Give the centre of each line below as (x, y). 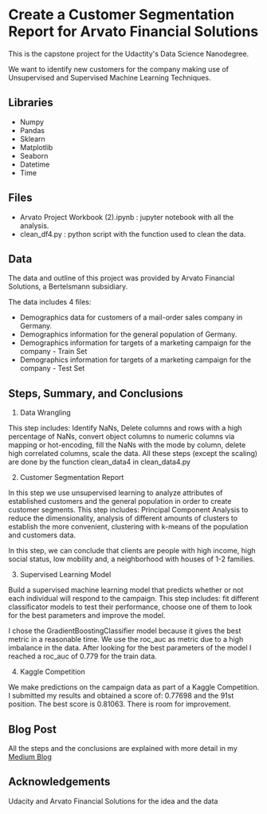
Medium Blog (30, 757)
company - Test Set (52, 368)
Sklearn (32, 139)
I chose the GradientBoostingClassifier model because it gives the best (125, 631)
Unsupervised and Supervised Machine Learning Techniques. (110, 77)
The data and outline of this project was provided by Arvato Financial (122, 278)
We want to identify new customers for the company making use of (119, 69)
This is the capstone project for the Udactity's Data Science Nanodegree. (129, 53)
